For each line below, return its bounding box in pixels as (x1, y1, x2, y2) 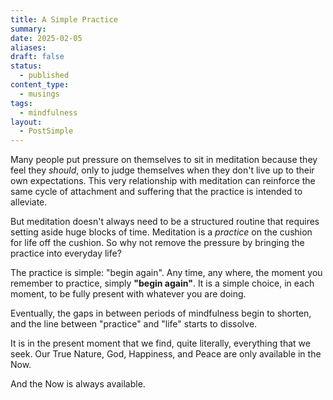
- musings (19, 89, 60, 99)
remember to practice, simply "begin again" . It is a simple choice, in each (10, 277, 315, 290)
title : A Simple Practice (10, 14, 118, 25)
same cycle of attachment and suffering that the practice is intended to (10, 186, 303, 198)
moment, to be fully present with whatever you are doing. (10, 288, 247, 300)
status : (10, 61, 43, 71)
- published (19, 71, 70, 81)
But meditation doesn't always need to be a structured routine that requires (10, 216, 320, 228)
